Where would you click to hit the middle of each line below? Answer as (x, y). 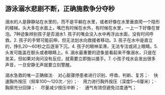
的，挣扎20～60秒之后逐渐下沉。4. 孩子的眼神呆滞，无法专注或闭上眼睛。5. (82, 46)
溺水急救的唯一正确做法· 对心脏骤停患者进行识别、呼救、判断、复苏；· (77, 75)
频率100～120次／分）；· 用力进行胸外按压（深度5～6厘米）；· (93, 81)
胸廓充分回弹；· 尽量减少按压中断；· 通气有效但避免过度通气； (71, 87)
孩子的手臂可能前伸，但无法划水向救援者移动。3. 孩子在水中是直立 (86, 40)
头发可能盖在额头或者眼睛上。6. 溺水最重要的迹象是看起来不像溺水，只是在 (81, 52)
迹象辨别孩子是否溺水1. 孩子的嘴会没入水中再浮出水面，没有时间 (85, 34)
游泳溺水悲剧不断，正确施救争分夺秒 (60, 9)
